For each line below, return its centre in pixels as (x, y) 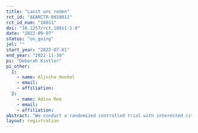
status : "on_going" (30, 39)
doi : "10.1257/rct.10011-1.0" (43, 28)
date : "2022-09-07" (30, 34)
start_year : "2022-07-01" (38, 50)
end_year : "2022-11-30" (35, 55)
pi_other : (18, 66)
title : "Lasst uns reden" (38, 11)
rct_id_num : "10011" (32, 22)
